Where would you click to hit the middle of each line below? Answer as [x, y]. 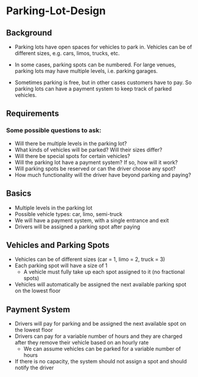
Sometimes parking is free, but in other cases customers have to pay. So [103, 82]
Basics [19, 194]
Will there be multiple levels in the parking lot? [71, 143]
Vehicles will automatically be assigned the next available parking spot [100, 285]
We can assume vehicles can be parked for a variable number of [102, 349]
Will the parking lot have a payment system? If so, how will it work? [96, 162]
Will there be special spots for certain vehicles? [72, 156]
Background [29, 33]
